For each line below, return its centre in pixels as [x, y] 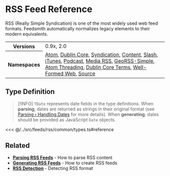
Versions [24, 46]
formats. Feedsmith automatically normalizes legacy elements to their [78, 28]
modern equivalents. [27, 34]
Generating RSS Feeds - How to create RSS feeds [65, 163]
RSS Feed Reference [49, 9]
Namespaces [24, 65]
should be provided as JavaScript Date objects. [67, 120]
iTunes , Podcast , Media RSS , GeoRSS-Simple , [100, 61]
